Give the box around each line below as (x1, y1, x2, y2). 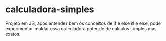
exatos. (5, 31, 21, 37)
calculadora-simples (5, 4, 94, 15)
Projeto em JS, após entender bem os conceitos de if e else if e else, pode (5, 20, 161, 26)
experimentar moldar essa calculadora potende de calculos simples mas (5, 25, 157, 31)
